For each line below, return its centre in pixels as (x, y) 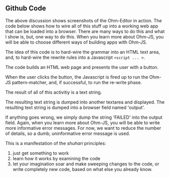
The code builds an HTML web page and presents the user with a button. (82, 67)
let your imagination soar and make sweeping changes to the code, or (86, 164)
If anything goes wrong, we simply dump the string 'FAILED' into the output (84, 117)
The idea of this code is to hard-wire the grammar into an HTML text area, (83, 52)
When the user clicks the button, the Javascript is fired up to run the (77, 77)
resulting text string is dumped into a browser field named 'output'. (75, 107)
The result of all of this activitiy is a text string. (54, 92)
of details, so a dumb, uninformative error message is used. (68, 133)
